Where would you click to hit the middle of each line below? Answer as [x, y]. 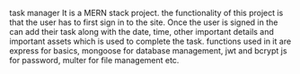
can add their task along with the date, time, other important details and [141, 32]
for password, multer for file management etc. [94, 60]
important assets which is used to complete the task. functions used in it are [150, 41]
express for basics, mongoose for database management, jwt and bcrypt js [148, 51]
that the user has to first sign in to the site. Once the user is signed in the [144, 22]
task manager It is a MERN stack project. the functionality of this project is [146, 13]
